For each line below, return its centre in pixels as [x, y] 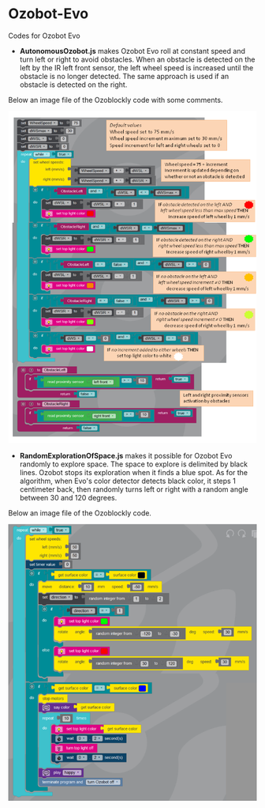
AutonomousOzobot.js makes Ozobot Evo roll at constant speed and [132, 51]
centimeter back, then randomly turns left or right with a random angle [134, 489]
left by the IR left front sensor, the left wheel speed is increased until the [136, 67]
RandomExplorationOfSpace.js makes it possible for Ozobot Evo [126, 455]
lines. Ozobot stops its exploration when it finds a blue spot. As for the [134, 472]
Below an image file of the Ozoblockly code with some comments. [116, 100]
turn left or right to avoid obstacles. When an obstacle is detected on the [137, 59]
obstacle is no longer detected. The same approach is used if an [124, 76]
